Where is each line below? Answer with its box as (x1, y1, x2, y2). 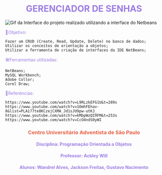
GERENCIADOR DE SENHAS (25, 3, 142, 14)
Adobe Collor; (5, 77, 35, 82)
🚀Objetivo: (5, 29, 27, 35)
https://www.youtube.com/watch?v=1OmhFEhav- (5, 104, 99, 109)
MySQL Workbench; (5, 72, 41, 77)
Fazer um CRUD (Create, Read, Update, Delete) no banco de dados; (5, 38, 146, 44)
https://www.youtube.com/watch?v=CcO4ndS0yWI (5, 117, 101, 122)
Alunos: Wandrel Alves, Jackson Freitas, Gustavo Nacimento (19, 164, 149, 170)
